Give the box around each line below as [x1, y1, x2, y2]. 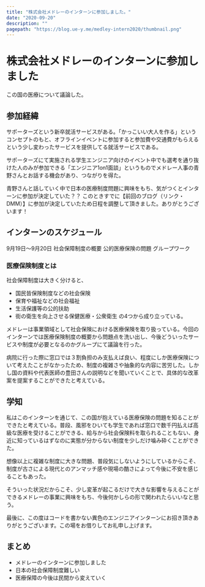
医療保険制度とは [6, 261, 57, 270]
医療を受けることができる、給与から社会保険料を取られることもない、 [17, 429, 194, 436]
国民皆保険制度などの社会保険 [15, 290, 91, 297]
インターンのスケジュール [6, 227, 102, 237]
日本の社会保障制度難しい [15, 566, 80, 574]
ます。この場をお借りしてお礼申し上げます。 [43, 522, 155, 529]
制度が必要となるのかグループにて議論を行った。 [22, 341, 146, 348]
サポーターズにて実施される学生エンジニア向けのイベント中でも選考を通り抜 [6, 157, 199, 163]
